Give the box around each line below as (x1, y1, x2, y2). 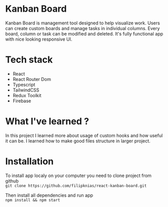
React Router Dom (12, 76, 51, 82)
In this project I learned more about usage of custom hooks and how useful (5, 132, 163, 138)
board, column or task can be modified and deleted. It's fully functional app (5, 31, 163, 37)
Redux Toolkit (12, 92, 42, 98)
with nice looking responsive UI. (5, 36, 72, 42)
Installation (5, 156, 54, 167)
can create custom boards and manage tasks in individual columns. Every (5, 25, 160, 31)
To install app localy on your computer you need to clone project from (5, 172, 152, 179)
